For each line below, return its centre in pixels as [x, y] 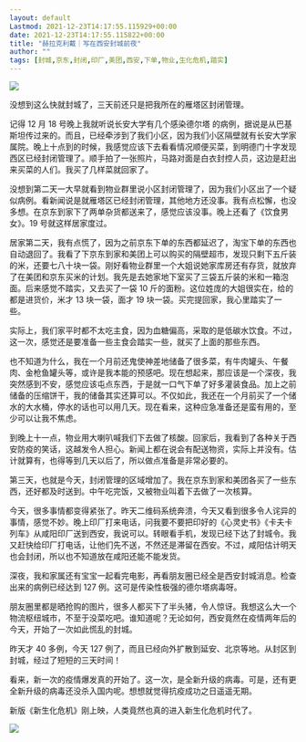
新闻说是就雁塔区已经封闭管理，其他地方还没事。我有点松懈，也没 [173, 200]
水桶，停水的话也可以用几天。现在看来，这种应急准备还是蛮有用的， [161, 407]
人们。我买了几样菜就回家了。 [97, 169]
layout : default [40, 18]
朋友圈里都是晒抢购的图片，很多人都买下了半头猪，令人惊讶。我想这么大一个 [153, 606]
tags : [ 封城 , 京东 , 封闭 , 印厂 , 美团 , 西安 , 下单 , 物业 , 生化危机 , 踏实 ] [119, 60]
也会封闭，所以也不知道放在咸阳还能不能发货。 [97, 556]
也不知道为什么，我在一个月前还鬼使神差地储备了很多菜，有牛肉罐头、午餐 [149, 361]
